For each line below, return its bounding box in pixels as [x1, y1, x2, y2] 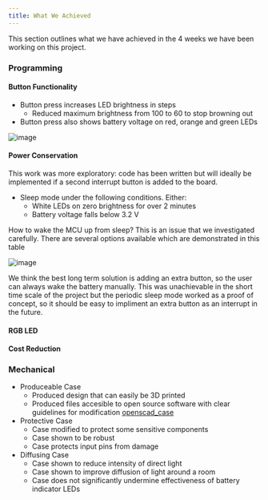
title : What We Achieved [8, 11, 91, 20]
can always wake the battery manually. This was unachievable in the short [8, 281, 254, 291]
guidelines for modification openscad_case [31, 408, 174, 417]
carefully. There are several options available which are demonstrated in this [8, 233, 260, 243]
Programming [8, 62, 62, 73]
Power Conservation [8, 151, 78, 160]
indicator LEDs [31, 484, 81, 494]
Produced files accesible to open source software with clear [31, 399, 230, 409]
